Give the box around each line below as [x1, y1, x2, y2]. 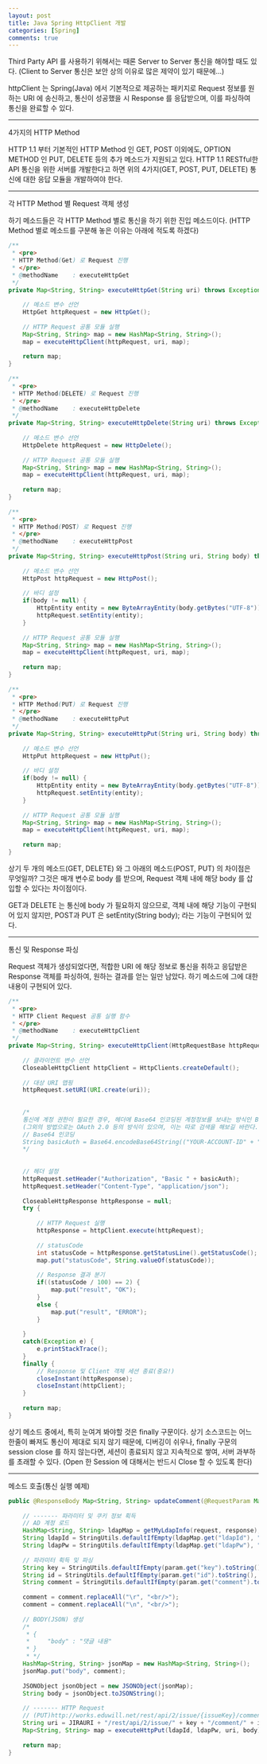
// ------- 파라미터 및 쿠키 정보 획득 [22, 1512, 137, 1520]
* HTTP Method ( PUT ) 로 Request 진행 [11, 700, 129, 708]
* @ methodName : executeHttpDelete [11, 404, 141, 412]
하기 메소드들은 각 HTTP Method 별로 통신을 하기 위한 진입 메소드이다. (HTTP [8, 216, 251, 225]
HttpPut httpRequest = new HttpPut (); [22, 752, 151, 760]
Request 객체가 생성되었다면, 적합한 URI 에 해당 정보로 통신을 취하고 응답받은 [8, 961, 248, 971]
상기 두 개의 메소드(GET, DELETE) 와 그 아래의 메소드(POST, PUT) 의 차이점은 [8, 863, 251, 873]
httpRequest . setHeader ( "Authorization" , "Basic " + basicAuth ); [22, 1174, 240, 1182]
